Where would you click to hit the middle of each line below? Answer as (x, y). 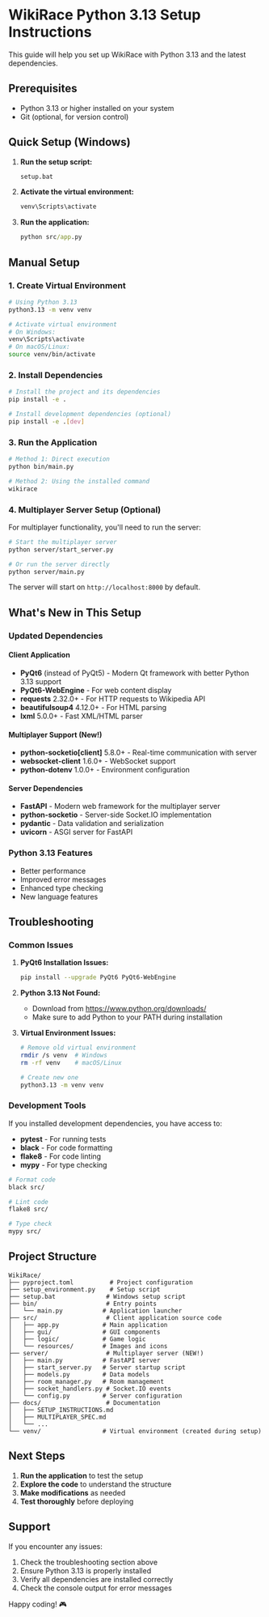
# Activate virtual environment (63, 324)
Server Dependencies (46, 788)
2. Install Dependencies (56, 375)
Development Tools (47, 1105)
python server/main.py (46, 572)
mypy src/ (25, 1232)
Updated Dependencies (56, 636)
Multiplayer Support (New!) (55, 734)
